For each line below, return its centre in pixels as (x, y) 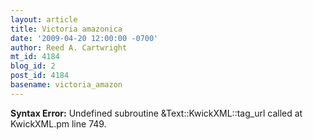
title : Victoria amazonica (66, 29)
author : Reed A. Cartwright (69, 47)
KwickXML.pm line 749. (58, 123)
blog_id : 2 (33, 66)
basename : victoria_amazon (66, 85)
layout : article (44, 19)
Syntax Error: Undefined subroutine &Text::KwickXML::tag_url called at (156, 113)
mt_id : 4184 (35, 57)
